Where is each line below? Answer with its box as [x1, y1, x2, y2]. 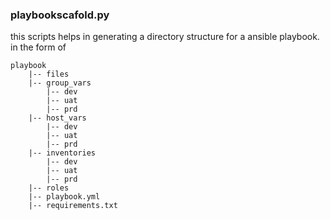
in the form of [10, 41, 67, 53]
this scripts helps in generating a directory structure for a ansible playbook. [10, 31, 320, 43]
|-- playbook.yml [28, 192, 101, 202]
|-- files [28, 69, 70, 80]
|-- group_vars [28, 78, 92, 88]
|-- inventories [28, 148, 97, 158]
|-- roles [28, 183, 70, 193]
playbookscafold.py [10, 8, 110, 22]
